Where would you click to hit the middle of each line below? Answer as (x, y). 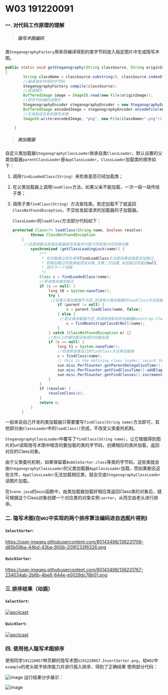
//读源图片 (33, 91)
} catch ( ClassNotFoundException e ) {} (90, 333)
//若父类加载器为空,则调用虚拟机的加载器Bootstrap (107, 319)
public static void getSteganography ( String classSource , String (74, 68)
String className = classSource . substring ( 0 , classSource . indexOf (94, 77)
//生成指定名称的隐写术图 (46, 114)
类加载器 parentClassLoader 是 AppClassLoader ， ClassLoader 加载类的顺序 (78, 159)
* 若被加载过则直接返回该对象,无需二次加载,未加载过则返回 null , (100, 263)
